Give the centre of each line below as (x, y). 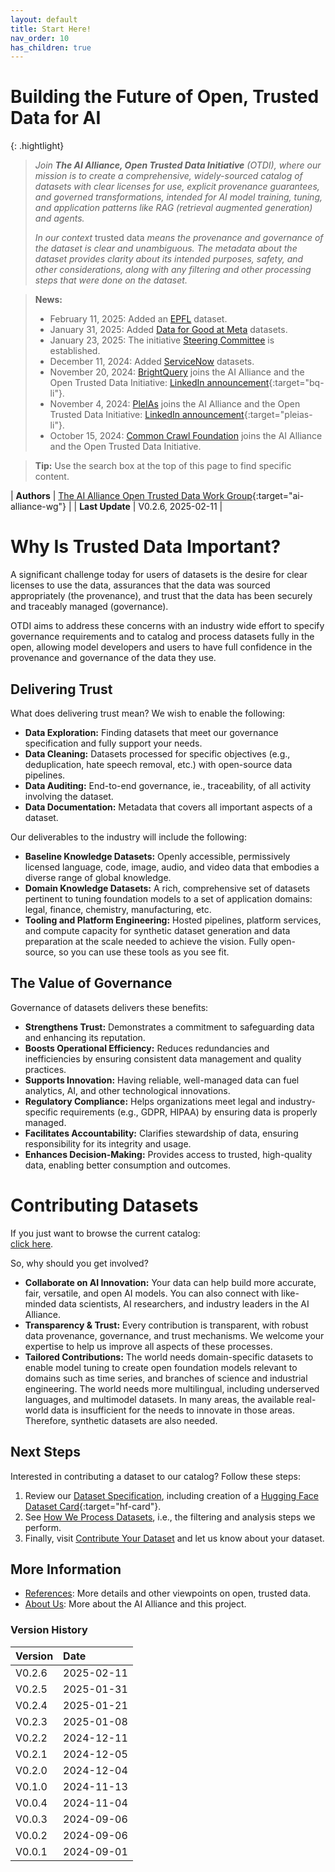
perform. (43, 1527)
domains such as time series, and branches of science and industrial (166, 1378)
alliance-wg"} (38, 507)
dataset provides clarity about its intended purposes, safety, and (169, 259)
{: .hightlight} (37, 146)
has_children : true (51, 47)
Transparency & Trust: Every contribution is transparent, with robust (166, 1325)
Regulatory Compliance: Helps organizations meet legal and (150, 1101)
